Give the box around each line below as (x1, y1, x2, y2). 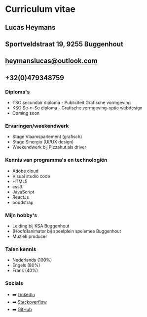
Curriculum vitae (5, 3, 75, 15)
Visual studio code (12, 173, 50, 179)
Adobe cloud (12, 168, 38, 174)
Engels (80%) (12, 262, 40, 268)
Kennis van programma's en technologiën (5, 157, 108, 164)
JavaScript (12, 189, 35, 195)
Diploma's (5, 88, 30, 95)
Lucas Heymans (5, 23, 56, 32)
